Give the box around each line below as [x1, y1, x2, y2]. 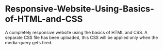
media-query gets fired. [5, 39, 52, 45]
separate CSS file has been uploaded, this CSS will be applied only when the [5, 35, 158, 40]
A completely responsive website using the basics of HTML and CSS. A [5, 29, 148, 35]
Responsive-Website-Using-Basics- [5, 3, 154, 14]
